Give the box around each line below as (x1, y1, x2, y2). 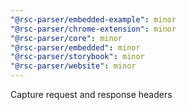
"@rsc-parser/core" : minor (10, 33, 123, 43)
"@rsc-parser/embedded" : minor (10, 42, 141, 53)
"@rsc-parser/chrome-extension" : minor (10, 24, 177, 34)
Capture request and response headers (10, 89, 173, 100)
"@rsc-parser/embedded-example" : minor (10, 14, 177, 25)
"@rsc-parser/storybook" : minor (10, 52, 145, 62)
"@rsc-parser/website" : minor (10, 61, 137, 71)
